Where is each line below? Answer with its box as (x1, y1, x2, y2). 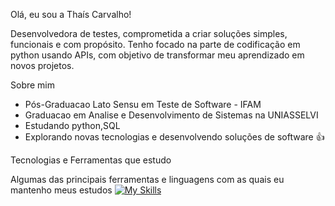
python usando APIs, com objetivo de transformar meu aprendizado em (10, 49, 305, 61)
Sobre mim (10, 79, 56, 91)
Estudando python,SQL (24, 120, 121, 131)
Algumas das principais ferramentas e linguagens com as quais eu (10, 174, 285, 185)
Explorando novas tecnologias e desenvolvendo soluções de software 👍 (24, 131, 325, 143)
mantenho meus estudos (10, 184, 113, 196)
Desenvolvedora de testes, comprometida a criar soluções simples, (10, 28, 288, 39)
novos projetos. (10, 60, 75, 71)
